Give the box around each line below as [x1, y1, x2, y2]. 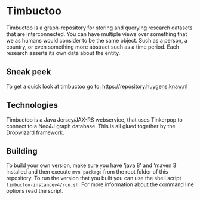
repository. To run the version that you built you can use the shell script [6, 175, 181, 182]
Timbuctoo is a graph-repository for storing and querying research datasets [6, 24, 193, 31]
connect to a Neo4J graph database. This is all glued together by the [6, 122, 176, 129]
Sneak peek [6, 67, 51, 77]
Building [6, 146, 38, 156]
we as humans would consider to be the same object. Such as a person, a [6, 37, 188, 44]
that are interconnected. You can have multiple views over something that [6, 30, 187, 37]
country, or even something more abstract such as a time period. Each [6, 43, 180, 50]
